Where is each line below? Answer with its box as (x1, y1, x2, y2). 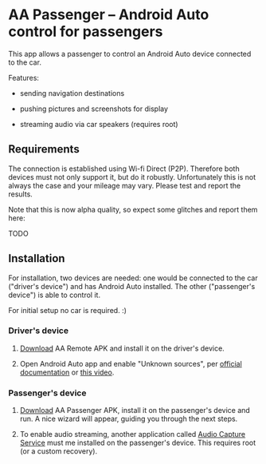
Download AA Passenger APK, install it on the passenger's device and (19, 406, 251, 415)
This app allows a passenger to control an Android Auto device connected (8, 49, 252, 58)
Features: (8, 73, 40, 82)
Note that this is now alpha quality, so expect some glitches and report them (8, 204, 258, 214)
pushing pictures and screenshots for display (19, 104, 169, 113)
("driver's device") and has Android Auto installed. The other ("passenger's (8, 281, 256, 291)
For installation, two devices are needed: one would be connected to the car (8, 273, 258, 283)
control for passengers (8, 22, 163, 41)
